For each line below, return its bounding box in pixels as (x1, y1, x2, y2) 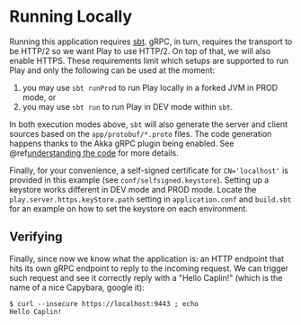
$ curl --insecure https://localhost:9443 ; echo (9, 299, 199, 308)
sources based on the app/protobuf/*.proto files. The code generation (9, 128, 272, 139)
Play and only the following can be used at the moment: (9, 65, 216, 76)
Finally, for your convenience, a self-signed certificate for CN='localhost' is (9, 165, 289, 176)
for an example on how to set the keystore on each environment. (9, 203, 249, 213)
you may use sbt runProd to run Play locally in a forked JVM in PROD (22, 82, 279, 93)
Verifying (9, 230, 63, 245)
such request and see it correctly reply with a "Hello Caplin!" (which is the (9, 272, 283, 283)
